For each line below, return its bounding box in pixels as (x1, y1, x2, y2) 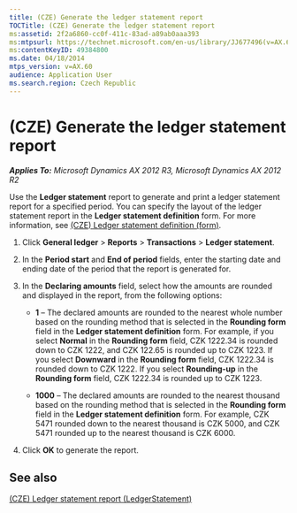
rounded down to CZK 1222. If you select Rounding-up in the (34, 364, 259, 374)
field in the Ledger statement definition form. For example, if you (34, 325, 274, 336)
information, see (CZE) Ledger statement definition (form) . (9, 219, 222, 230)
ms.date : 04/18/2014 (9, 54, 86, 63)
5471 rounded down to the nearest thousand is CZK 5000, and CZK (34, 417, 280, 429)
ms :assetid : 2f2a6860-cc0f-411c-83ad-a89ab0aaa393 (9, 29, 200, 38)
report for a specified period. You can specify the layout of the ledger (9, 201, 263, 211)
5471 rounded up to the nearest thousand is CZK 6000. (34, 427, 236, 438)
